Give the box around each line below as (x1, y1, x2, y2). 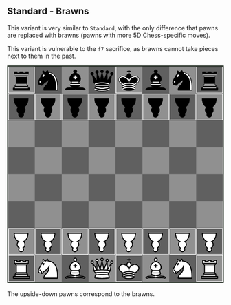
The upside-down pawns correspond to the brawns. (7, 289, 155, 298)
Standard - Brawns (7, 6, 89, 17)
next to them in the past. (7, 52, 76, 60)
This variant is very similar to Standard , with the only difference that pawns (7, 23, 219, 32)
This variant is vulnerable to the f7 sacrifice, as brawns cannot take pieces (7, 44, 219, 52)
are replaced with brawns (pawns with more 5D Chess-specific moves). (7, 31, 211, 39)
